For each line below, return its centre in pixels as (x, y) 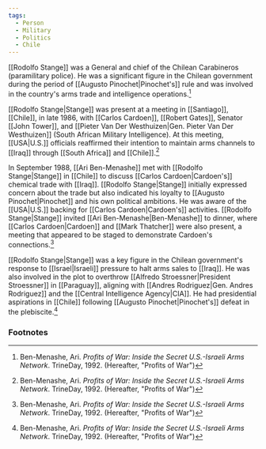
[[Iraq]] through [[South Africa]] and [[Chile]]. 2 (84, 152)
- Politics (33, 38)
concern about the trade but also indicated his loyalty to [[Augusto (117, 193)
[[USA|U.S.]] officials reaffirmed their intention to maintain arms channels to (132, 142)
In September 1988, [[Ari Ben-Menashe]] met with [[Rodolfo (106, 168)
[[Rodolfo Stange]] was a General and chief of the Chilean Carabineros (123, 67)
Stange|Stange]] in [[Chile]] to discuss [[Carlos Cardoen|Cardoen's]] (120, 176)
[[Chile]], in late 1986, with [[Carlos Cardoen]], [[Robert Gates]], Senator (125, 117)
